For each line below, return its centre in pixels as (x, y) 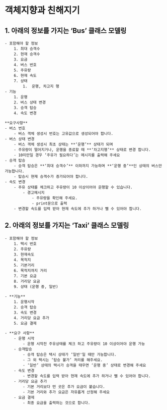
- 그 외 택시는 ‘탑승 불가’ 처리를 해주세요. (63, 360)
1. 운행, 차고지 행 (41, 86)
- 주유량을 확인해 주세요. (55, 198)
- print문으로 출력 (49, 203)
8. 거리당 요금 (27, 281)
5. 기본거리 (24, 265)
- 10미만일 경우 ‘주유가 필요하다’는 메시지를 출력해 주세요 (67, 155)
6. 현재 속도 (25, 76)
